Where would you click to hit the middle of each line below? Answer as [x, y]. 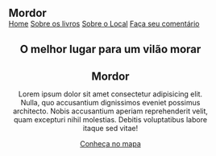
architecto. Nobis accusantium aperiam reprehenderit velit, [110, 111]
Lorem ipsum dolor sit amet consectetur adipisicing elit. [110, 94]
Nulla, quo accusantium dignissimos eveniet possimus [110, 103]
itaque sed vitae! [110, 129]
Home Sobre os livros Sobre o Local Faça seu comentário [104, 24]
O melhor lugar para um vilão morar [110, 49]
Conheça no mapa [110, 144]
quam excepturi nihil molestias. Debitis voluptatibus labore [110, 120]
